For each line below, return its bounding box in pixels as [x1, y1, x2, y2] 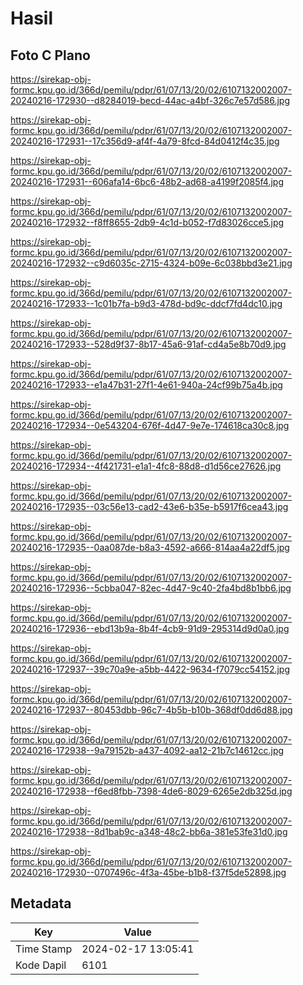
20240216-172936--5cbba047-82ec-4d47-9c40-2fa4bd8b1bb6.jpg [10, 582, 292, 594]
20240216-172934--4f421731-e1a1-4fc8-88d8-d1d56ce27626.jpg [10, 460, 282, 472]
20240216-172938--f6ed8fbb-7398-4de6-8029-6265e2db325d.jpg [10, 785, 293, 797]
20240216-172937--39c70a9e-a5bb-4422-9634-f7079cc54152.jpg [10, 663, 291, 675]
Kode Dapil [15, 958, 67, 972]
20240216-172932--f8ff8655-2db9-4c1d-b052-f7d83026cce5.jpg [10, 217, 285, 228]
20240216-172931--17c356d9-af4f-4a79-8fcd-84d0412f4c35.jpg [10, 135, 280, 147]
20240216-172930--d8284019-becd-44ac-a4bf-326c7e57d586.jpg [10, 95, 291, 106]
